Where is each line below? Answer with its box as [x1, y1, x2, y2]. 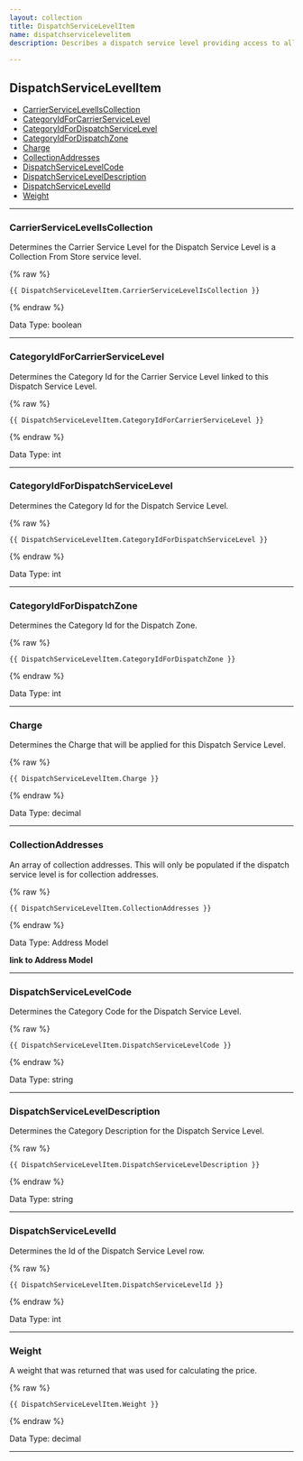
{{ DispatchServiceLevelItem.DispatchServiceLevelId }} [9, 1280, 224, 1290]
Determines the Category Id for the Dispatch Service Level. [9, 500, 229, 510]
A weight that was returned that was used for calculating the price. [9, 1365, 257, 1375]
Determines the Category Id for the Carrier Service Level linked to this [9, 371, 269, 381]
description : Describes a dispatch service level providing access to [9, 38, 280, 48]
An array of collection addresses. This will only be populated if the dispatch [9, 859, 290, 870]
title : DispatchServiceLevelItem [9, 22, 135, 31]
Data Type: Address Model [9, 937, 109, 948]
